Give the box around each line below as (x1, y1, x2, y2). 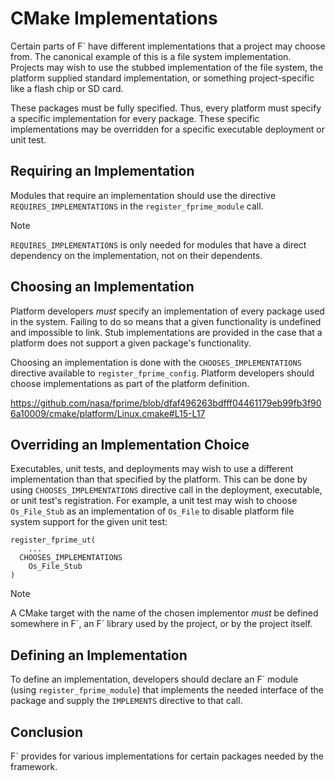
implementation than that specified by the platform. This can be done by (10, 473, 308, 486)
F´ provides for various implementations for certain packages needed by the (10, 750, 324, 762)
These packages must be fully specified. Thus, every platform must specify (10, 102, 322, 114)
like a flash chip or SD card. (10, 82, 124, 94)
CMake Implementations (10, 7, 218, 30)
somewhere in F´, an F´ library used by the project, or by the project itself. (10, 618, 313, 630)
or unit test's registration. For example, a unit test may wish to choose (10, 495, 298, 507)
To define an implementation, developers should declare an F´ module (10, 673, 299, 686)
